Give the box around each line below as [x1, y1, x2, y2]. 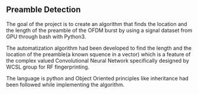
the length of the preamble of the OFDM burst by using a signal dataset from [6, 27, 193, 34]
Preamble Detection [6, 5, 81, 15]
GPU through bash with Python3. [6, 33, 86, 40]
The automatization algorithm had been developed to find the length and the [6, 44, 192, 51]
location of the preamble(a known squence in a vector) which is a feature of [6, 50, 191, 58]
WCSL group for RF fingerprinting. [6, 63, 90, 70]
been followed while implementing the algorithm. [6, 81, 125, 88]
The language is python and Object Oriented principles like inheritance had [6, 74, 189, 82]
